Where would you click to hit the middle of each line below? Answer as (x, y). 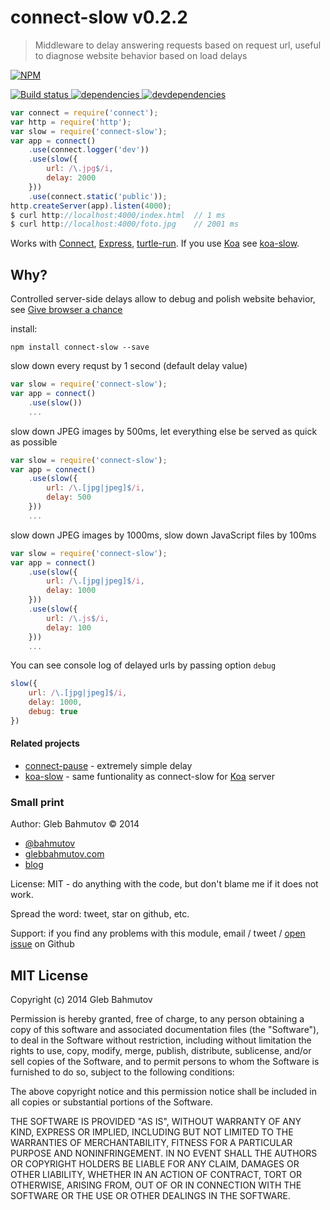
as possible (34, 442)
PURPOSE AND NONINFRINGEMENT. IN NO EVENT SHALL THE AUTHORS (164, 1153)
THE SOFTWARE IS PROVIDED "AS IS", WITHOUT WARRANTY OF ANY (156, 1122)
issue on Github (42, 944)
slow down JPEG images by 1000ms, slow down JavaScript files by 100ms (163, 535)
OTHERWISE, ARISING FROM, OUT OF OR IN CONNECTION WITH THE (156, 1185)
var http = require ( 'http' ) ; (71, 122)
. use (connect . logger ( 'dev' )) (89, 150)
